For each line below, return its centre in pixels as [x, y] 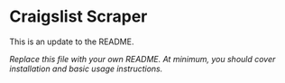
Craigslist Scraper [78, 17]
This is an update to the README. [72, 41]
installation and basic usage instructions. [86, 69]
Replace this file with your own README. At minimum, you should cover [142, 59]
